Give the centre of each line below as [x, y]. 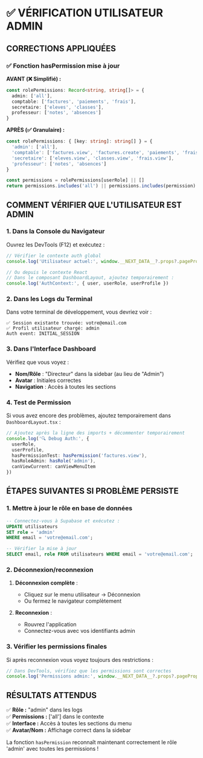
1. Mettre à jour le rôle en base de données [69, 508]
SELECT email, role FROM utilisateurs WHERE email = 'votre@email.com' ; [100, 554]
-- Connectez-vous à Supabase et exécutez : [63, 521]
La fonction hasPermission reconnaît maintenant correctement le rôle [92, 742]
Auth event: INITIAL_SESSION [43, 334]
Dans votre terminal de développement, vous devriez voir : [79, 312]
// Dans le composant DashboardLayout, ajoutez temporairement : [90, 278]
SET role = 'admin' [31, 532]
